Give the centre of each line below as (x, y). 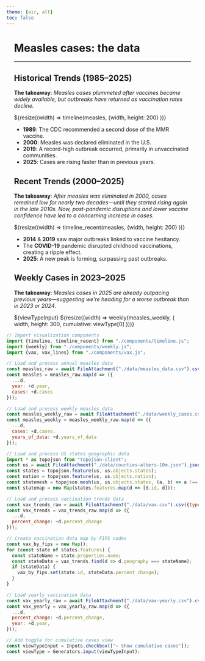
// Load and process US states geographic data (68, 454)
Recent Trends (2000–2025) (69, 181)
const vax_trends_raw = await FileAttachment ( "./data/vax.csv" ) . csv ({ (98, 505)
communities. (40, 155)
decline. (24, 106)
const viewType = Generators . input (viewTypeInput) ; (73, 652)
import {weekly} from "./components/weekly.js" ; (69, 346)
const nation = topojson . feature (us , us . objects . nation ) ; (81, 477)
